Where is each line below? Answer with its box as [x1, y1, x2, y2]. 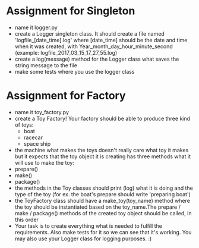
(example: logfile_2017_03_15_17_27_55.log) [14, 49, 118, 56]
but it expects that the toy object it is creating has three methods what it [14, 153, 191, 160]
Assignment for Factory [6, 89, 126, 102]
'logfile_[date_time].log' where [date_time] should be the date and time [14, 36, 188, 43]
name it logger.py [14, 24, 58, 31]
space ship [23, 140, 51, 147]
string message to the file [14, 61, 77, 69]
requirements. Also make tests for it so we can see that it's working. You [14, 228, 192, 236]
